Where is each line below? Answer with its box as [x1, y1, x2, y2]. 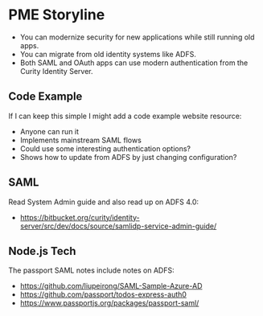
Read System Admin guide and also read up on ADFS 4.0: [8, 197, 199, 207]
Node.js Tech [8, 244, 76, 258]
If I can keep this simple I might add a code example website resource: [8, 111, 242, 121]
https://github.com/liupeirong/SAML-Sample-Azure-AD [19, 281, 203, 291]
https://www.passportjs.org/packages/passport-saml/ [19, 298, 199, 308]
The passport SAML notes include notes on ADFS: [8, 265, 175, 275]
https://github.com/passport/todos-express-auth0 [19, 289, 187, 299]
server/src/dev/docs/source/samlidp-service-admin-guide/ [19, 221, 217, 231]
